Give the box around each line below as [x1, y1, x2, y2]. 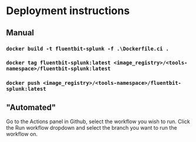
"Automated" [6, 102, 56, 113]
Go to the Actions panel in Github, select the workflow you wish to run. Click [6, 118, 190, 125]
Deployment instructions [6, 4, 130, 18]
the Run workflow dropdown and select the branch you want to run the [6, 124, 177, 131]
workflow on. [6, 131, 38, 138]
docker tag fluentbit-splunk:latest [6, 60, 111, 66]
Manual [6, 28, 34, 38]
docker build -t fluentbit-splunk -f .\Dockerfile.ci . [6, 45, 169, 52]
